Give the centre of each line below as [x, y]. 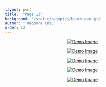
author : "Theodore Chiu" [30, 23]
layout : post [18, 10]
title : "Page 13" [24, 14]
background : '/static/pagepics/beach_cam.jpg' [53, 19]
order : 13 [15, 28]
